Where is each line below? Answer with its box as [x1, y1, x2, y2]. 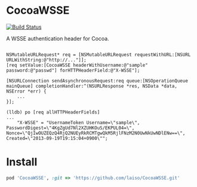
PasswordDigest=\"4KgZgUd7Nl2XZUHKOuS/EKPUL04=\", [6, 125, 135, 131]
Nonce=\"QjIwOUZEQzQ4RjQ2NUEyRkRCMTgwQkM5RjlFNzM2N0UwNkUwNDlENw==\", [6, 130, 186, 136]
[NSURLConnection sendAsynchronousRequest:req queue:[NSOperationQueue [6, 78, 188, 84]
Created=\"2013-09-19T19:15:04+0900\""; [6, 135, 109, 141]
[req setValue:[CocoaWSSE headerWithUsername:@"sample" [6, 62, 148, 68]
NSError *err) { [6, 88, 47, 94]
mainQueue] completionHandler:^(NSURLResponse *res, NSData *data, [6, 83, 178, 89]
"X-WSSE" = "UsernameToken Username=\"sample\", [17, 119, 140, 125]
